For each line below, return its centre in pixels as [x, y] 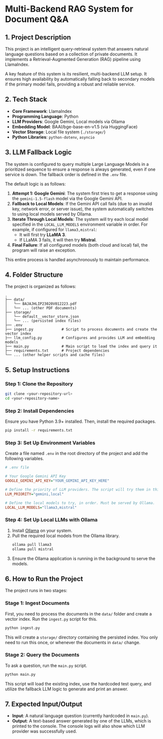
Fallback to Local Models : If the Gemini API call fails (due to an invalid [82, 203]
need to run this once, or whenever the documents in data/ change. [73, 642]
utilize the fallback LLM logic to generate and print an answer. [67, 689]
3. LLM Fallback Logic [38, 153]
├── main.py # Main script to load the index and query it [81, 346]
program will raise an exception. [44, 250]
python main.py [20, 674]
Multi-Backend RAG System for [69, 9]
